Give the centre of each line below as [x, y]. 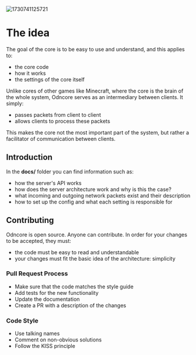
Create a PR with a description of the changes [70, 305]
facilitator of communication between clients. [61, 139]
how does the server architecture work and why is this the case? [93, 189]
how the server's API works [48, 183]
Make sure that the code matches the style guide [74, 287]
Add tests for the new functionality [57, 292]
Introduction [29, 157]
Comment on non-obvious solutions [58, 340]
